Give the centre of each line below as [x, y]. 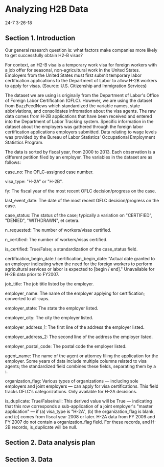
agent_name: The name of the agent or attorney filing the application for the [82, 356]
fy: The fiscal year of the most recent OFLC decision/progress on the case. [81, 191]
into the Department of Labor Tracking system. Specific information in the [79, 121]
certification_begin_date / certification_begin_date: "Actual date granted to [80, 258]
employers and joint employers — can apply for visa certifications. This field [82, 386]
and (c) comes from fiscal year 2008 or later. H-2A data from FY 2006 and [80, 416]
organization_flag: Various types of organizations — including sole [72, 381]
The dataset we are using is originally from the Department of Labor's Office [82, 95]
